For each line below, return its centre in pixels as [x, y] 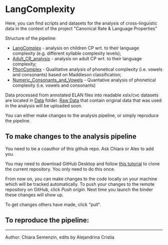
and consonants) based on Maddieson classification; [67, 74]
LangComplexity [40, 9]
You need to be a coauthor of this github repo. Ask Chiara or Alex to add [79, 149]
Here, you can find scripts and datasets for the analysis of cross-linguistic [81, 23]
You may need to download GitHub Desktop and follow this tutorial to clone [82, 164]
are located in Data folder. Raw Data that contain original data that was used [83, 100]
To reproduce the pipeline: [47, 220]
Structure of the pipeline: [31, 38]
